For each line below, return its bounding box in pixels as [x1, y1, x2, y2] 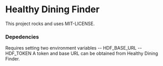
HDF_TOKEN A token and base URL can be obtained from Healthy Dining [5, 50, 158, 57]
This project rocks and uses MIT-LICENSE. [5, 20, 95, 27]
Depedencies [5, 33, 39, 40]
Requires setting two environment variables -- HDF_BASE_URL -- [5, 45, 142, 51]
